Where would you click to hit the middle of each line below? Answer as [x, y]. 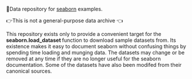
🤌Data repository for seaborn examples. [54, 9]
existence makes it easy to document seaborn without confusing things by [96, 46]
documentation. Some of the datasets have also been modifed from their [94, 65]
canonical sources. [29, 71]
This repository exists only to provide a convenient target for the [84, 34]
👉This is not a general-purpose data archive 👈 [65, 21]
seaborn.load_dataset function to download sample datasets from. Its [91, 40]
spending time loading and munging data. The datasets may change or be [95, 53]
